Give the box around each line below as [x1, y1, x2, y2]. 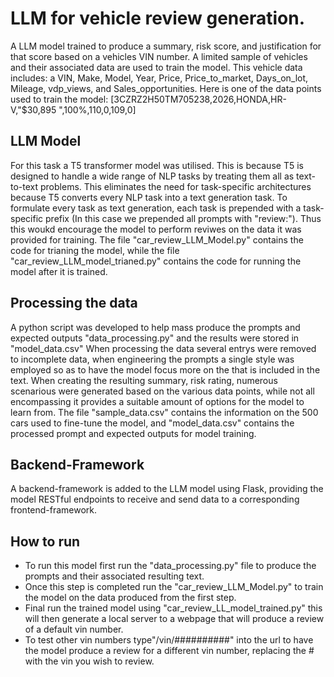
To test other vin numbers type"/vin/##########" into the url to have [24, 634, 314, 646]
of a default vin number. [24, 623, 124, 636]
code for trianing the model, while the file [10, 244, 180, 256]
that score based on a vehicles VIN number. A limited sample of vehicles [10, 50, 308, 62]
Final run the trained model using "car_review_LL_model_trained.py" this [24, 602, 323, 614]
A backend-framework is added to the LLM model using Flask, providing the [10, 483, 324, 495]
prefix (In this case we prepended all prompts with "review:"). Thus [45, 212, 322, 224]
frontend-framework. [10, 504, 98, 516]
